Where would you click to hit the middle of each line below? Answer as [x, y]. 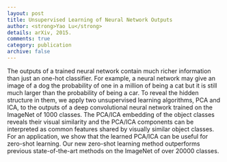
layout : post [26, 13]
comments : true [29, 39]
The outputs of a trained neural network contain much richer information [109, 71]
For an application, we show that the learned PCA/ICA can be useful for [108, 136]
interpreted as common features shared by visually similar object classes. [111, 129]
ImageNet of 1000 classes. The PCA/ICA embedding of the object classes [111, 114]
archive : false [29, 52]
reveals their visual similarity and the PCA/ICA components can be [101, 122]
